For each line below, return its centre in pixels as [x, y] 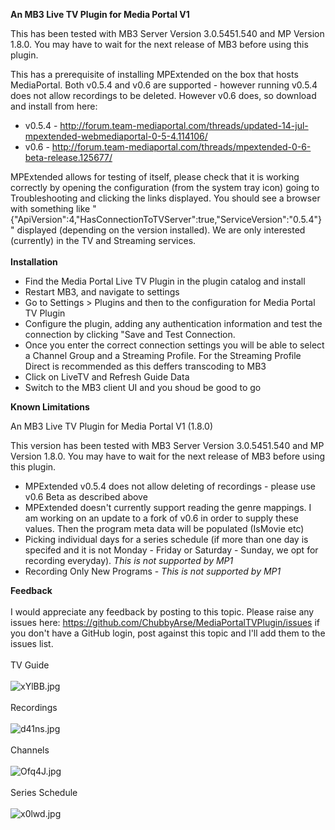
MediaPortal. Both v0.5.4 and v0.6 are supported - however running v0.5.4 [164, 85]
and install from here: [54, 106]
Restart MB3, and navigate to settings [102, 292]
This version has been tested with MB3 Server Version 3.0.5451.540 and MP [167, 445]
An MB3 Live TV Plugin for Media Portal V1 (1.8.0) [111, 426]
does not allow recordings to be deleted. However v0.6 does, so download [163, 95]
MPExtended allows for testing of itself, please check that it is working [155, 177]
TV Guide [30, 665]
